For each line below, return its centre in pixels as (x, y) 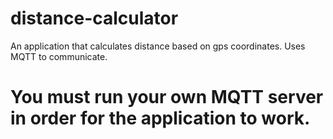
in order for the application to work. (160, 118)
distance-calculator (94, 18)
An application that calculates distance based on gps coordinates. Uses (158, 46)
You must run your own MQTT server (167, 97)
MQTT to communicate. (59, 56)
